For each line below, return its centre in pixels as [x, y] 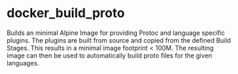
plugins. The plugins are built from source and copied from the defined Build [119, 40]
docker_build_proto [66, 13]
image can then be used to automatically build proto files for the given [109, 55]
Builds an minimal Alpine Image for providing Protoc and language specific [116, 33]
